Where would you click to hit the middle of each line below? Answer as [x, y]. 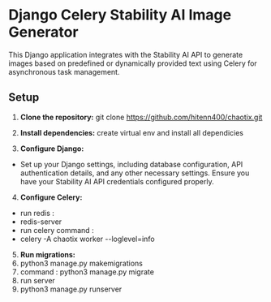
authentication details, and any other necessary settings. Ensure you [135, 173]
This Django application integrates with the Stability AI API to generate [126, 54]
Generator [43, 32]
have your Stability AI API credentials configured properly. [117, 181]
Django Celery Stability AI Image [120, 15]
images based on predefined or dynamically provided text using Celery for [133, 63]
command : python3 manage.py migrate [87, 272]
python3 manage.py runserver [71, 289]
